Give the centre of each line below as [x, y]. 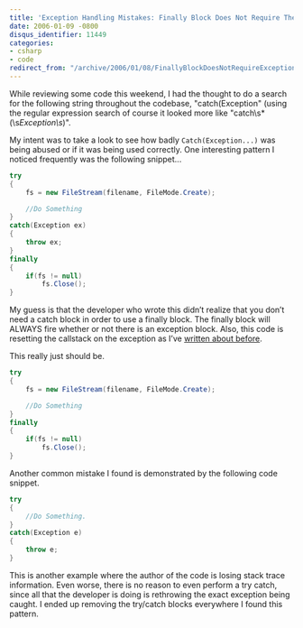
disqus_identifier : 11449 [58, 34]
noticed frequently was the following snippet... [96, 159]
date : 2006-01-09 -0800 [54, 26]
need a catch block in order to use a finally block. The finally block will [140, 319]
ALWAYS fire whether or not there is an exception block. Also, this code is [147, 329]
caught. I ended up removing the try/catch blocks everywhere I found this [146, 604]
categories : [32, 43]
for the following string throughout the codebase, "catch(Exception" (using [148, 103]
